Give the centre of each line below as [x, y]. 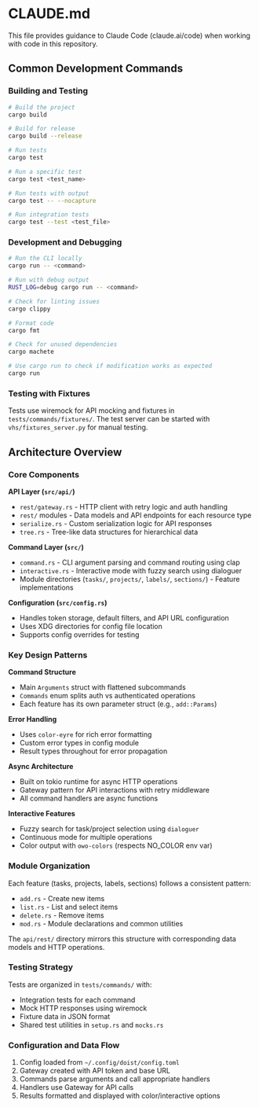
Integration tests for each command [77, 999]
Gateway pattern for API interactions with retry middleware [115, 790]
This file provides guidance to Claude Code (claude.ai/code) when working [129, 35]
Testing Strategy [40, 967]
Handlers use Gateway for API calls [77, 1088]
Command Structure [42, 672]
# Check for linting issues [54, 301]
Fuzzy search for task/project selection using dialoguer [109, 829]
